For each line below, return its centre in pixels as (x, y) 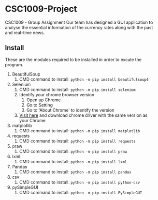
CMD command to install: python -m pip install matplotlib (79, 131)
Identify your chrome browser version (57, 94)
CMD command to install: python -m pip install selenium (77, 89)
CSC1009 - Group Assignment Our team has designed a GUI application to (79, 22)
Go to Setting (40, 105)
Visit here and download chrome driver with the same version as (83, 115)
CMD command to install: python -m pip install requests (77, 141)
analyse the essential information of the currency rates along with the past (79, 27)
